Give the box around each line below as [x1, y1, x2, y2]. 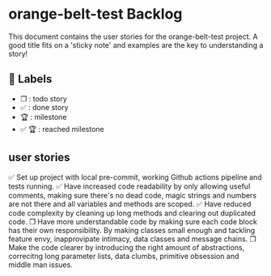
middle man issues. [8, 260, 73, 270]
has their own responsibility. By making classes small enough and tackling [8, 225, 256, 235]
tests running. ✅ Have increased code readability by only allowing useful [8, 181, 251, 191]
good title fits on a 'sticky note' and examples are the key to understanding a [8, 40, 264, 49]
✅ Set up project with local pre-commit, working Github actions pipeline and [8, 172, 262, 182]
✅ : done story [19, 102, 69, 112]
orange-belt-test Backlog [8, 5, 183, 23]
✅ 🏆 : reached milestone [19, 124, 104, 134]
